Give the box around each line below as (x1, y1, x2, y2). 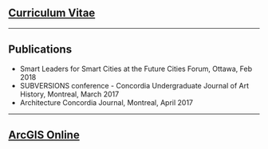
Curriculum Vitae (8, 6, 96, 20)
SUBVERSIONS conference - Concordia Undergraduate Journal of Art (19, 80, 250, 90)
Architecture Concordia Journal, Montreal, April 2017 (19, 97, 194, 107)
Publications (8, 43, 73, 57)
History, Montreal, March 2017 (19, 89, 120, 99)
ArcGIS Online (8, 128, 80, 142)
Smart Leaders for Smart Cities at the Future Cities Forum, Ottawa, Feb (19, 64, 253, 73)
